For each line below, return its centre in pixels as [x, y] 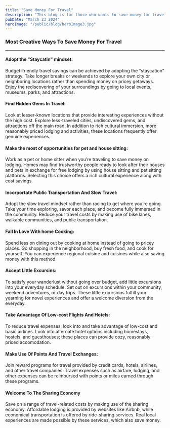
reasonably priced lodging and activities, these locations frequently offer [81, 131]
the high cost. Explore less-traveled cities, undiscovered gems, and [75, 120]
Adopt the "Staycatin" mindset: [39, 59]
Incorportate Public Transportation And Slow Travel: [61, 192]
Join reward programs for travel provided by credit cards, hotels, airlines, [81, 365]
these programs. [22, 381]
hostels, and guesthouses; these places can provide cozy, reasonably [78, 337]
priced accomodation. [28, 342]
